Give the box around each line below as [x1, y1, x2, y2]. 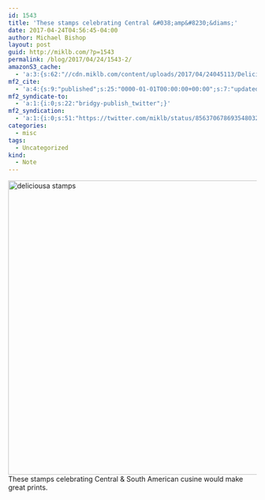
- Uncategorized [15, 144, 69, 152]
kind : [8, 151, 26, 159]
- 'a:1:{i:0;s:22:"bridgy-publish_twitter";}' [15, 100, 171, 107]
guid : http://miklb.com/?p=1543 [8, 48, 114, 56]
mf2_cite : [8, 77, 41, 85]
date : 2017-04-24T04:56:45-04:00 [8, 26, 118, 34]
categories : [8, 122, 47, 130]
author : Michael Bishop [8, 33, 87, 42]
